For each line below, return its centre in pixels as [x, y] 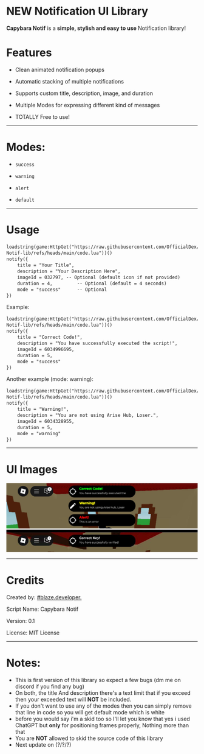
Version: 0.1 [21, 621]
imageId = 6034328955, [46, 421]
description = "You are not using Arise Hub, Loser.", [88, 415]
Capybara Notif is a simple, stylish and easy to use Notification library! [96, 28]
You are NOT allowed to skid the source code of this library [89, 738]
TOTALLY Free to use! [42, 116]
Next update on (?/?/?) [43, 744]
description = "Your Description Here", [69, 271]
